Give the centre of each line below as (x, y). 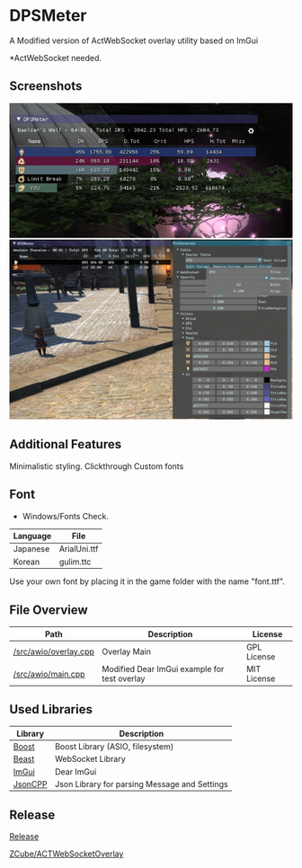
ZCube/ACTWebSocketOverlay (67, 854)
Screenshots (46, 86)
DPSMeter (48, 16)
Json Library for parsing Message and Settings (142, 784)
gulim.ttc (75, 562)
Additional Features (66, 444)
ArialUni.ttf (79, 549)
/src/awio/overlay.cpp (53, 651)
